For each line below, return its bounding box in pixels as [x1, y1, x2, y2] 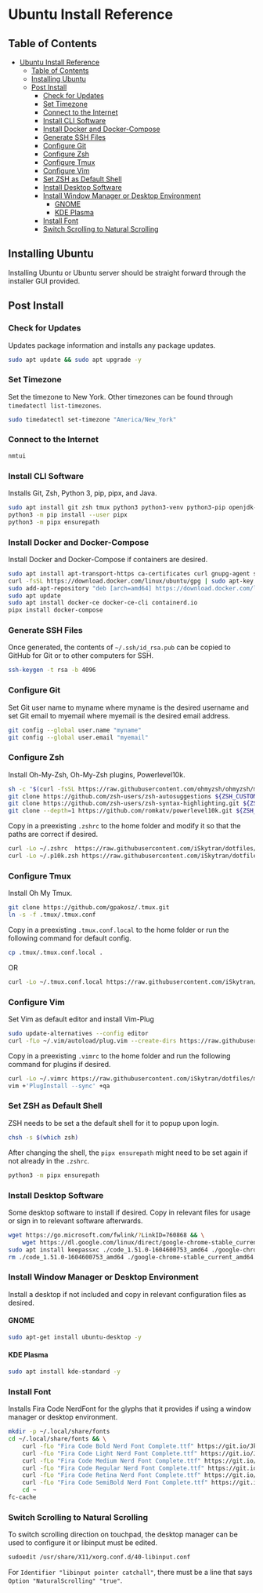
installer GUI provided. [8, 276, 81, 286]
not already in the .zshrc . [8, 1156, 90, 1165]
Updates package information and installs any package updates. [8, 340, 216, 350]
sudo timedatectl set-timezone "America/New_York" [8, 415, 177, 423]
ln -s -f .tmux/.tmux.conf [8, 911, 96, 919]
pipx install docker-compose [8, 606, 103, 614]
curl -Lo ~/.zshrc [8, 845, 68, 853]
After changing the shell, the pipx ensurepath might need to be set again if [8, 1148, 248, 1157]
